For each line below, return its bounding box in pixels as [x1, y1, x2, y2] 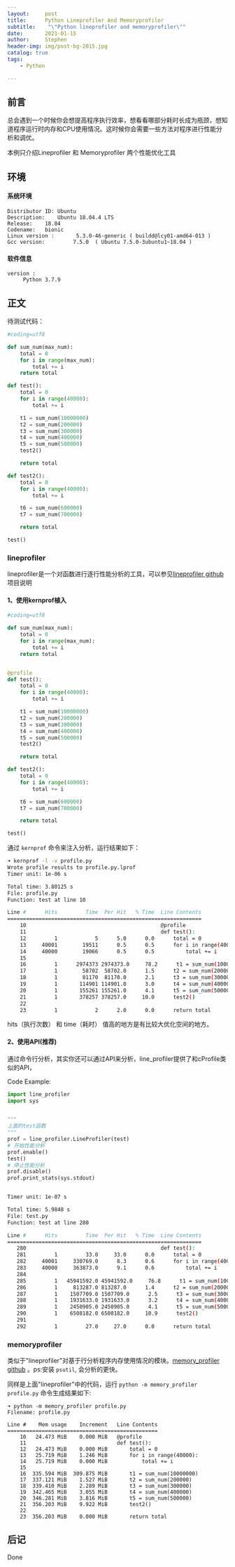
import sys [7, 1097, 39, 1104]
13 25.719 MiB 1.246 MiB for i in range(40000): [20, 1452, 199, 1459]
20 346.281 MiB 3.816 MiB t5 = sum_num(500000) [20, 1495, 192, 1502]
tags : [7, 56, 23, 63]
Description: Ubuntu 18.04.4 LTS [7, 214, 114, 221]
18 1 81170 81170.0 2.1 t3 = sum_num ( [20, 974, 215, 981]
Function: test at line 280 [7, 1219, 90, 1226]
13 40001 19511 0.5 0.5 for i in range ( [20, 941, 220, 948]
